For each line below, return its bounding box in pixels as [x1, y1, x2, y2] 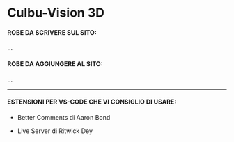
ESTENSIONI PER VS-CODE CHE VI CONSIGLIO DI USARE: [7, 97, 177, 106]
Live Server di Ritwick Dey [17, 127, 93, 135]
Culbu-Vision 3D [7, 5, 104, 21]
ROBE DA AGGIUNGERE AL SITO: [7, 59, 103, 68]
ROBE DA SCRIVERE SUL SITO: [7, 28, 97, 36]
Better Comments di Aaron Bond [17, 113, 111, 121]
